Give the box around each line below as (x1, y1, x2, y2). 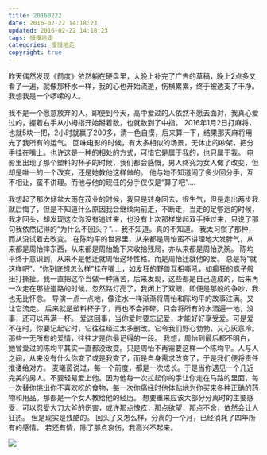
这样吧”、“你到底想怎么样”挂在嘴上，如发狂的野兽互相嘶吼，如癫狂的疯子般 (8, 264, 254, 273)
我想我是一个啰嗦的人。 (8, 91, 85, 100)
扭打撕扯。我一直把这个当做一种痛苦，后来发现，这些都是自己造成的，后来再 (8, 274, 259, 283)
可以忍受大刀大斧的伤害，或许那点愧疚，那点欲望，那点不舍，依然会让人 (21, 403, 259, 412)
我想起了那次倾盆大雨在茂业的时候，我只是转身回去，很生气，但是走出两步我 (8, 195, 259, 203)
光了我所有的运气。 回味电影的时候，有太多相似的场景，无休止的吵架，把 (8, 138, 247, 147)
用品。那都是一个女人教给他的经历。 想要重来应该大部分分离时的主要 (21, 393, 247, 402)
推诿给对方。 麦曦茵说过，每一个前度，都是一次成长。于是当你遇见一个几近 (8, 363, 254, 372)
